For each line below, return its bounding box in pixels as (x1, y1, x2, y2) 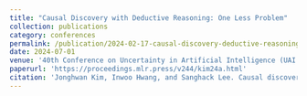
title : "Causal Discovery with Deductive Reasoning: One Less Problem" (9, 13, 288, 23)
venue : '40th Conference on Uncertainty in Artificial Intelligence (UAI (9, 56, 297, 65)
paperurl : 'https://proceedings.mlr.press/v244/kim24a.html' (9, 65, 248, 74)
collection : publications (9, 22, 108, 31)
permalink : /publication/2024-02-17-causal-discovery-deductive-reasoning (9, 38, 301, 48)
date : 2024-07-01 (9, 48, 76, 57)
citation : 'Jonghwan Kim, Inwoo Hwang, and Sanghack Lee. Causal (9, 73, 263, 82)
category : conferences (9, 30, 96, 39)
